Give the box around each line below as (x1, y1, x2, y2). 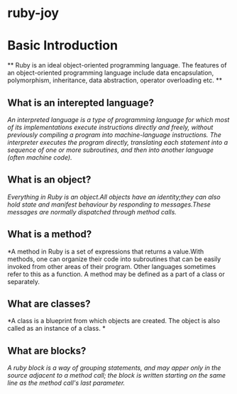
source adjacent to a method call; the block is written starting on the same (7, 371, 226, 380)
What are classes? (7, 297, 91, 310)
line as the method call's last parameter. (7, 378, 126, 388)
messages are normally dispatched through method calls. (7, 207, 177, 216)
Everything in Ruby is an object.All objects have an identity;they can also (7, 192, 221, 201)
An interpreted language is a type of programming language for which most (7, 115, 230, 124)
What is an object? (7, 174, 92, 186)
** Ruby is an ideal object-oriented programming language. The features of (7, 61, 227, 70)
